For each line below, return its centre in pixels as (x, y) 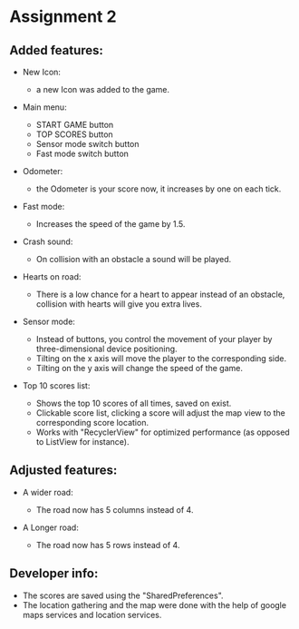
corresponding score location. (92, 423)
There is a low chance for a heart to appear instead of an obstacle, (160, 294)
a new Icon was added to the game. (103, 89)
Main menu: (44, 107)
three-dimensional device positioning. (107, 349)
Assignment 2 (63, 17)
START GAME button (75, 125)
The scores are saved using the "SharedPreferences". (123, 595)
